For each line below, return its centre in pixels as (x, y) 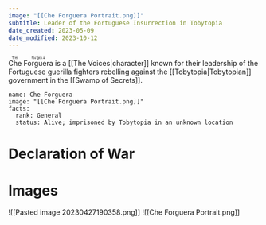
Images (33, 190)
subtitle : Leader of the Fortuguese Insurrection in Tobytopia (115, 23)
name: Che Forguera (41, 95)
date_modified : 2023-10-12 (53, 38)
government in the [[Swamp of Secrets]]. (76, 80)
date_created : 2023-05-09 (51, 30)
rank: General (39, 116)
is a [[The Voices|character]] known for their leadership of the (156, 64)
